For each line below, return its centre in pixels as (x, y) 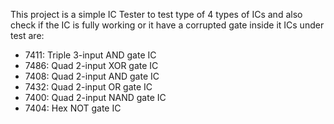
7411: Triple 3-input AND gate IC (90, 55)
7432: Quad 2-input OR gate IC (88, 87)
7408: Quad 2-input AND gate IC (92, 76)
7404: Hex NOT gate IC (73, 108)
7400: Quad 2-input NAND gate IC (95, 97)
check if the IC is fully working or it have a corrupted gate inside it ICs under (167, 25)
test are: (27, 35)
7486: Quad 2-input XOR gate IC (91, 65)
